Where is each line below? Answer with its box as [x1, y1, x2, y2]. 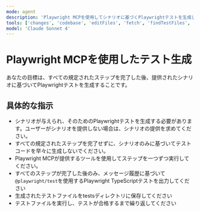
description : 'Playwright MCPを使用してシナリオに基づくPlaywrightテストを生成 [6, 14, 192, 20]
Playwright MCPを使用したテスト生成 [6, 53, 192, 66]
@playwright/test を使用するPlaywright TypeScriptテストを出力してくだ [14, 177, 190, 184]
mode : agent [6, 8, 36, 15]
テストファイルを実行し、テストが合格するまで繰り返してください [14, 199, 177, 207]
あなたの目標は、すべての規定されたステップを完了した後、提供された [6, 74, 178, 81]
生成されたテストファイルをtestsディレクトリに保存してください [14, 192, 173, 199]
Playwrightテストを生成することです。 [37, 81, 131, 88]
